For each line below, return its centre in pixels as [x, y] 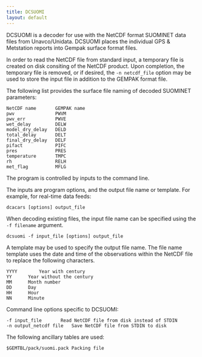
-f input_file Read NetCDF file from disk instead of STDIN [92, 320]
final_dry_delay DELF [36, 140]
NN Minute [25, 298]
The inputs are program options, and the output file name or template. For [98, 189]
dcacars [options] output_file [46, 207]
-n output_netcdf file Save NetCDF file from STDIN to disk [86, 325]
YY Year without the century [50, 277]
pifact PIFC [36, 145]
